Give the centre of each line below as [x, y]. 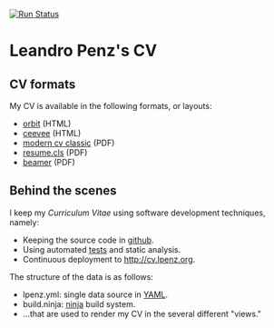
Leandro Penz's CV [83, 51]
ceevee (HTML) [52, 133]
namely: [24, 222]
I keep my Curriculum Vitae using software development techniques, [137, 213]
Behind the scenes [63, 191]
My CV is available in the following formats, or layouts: [111, 106]
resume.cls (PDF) [55, 153]
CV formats [43, 84]
